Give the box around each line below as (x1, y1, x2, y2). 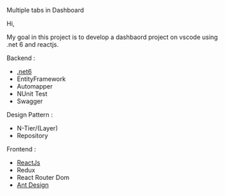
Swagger (16, 97, 43, 105)
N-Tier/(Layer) (16, 124, 58, 132)
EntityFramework (16, 75, 66, 83)
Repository (16, 132, 48, 140)
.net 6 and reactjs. (6, 40, 59, 48)
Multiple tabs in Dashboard (6, 6, 85, 14)
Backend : (6, 54, 36, 62)
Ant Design (16, 181, 50, 189)
